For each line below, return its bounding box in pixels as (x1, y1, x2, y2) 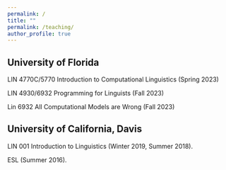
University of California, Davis (7, 123, 143, 135)
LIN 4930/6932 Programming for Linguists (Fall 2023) (7, 89, 165, 98)
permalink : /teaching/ (7, 23, 74, 30)
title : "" (7, 17, 37, 24)
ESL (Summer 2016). (7, 155, 67, 164)
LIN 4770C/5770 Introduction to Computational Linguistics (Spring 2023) (7, 75, 219, 84)
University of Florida (7, 56, 100, 68)
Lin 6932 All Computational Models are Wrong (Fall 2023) (7, 103, 175, 111)
